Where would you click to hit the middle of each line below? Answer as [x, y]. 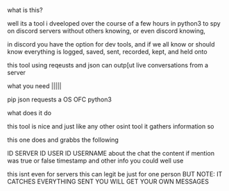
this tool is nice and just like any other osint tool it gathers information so [111, 126]
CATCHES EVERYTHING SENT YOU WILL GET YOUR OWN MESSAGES [108, 181]
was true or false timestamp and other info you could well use [95, 160]
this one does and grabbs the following [63, 140]
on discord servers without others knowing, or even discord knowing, [107, 31]
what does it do [29, 113]
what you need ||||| [34, 86]
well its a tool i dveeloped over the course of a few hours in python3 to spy [114, 23]
